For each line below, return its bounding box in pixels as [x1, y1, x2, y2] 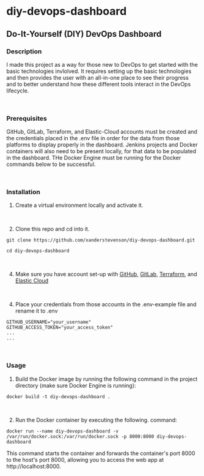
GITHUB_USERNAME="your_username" [6, 319, 92, 325]
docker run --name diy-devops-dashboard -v [6, 428, 119, 434]
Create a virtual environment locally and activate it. [15, 202, 144, 209]
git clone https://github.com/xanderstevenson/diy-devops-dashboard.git [6, 237, 195, 243]
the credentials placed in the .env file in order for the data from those [6, 135, 180, 142]
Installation [6, 188, 41, 197]
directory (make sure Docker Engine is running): [15, 382, 136, 389]
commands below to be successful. [6, 161, 96, 168]
